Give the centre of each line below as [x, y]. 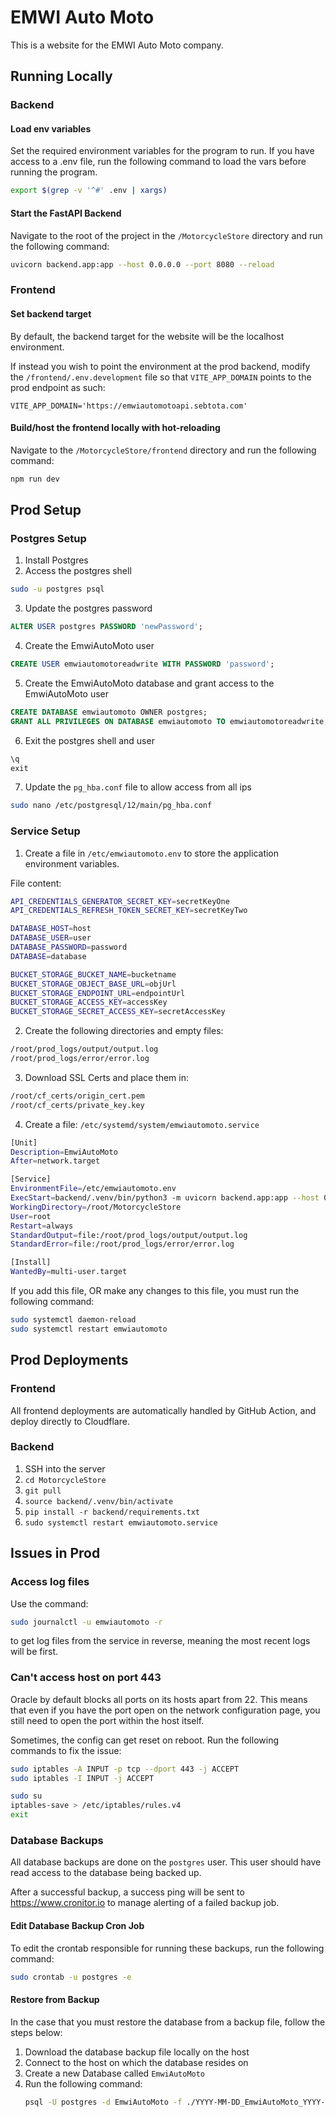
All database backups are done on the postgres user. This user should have [166, 1862]
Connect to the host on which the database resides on [136, 2062]
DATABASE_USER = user [51, 938]
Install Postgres [56, 560]
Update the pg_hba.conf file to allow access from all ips [138, 787]
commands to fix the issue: [66, 1750]
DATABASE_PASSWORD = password [69, 947]
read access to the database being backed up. [106, 1873]
